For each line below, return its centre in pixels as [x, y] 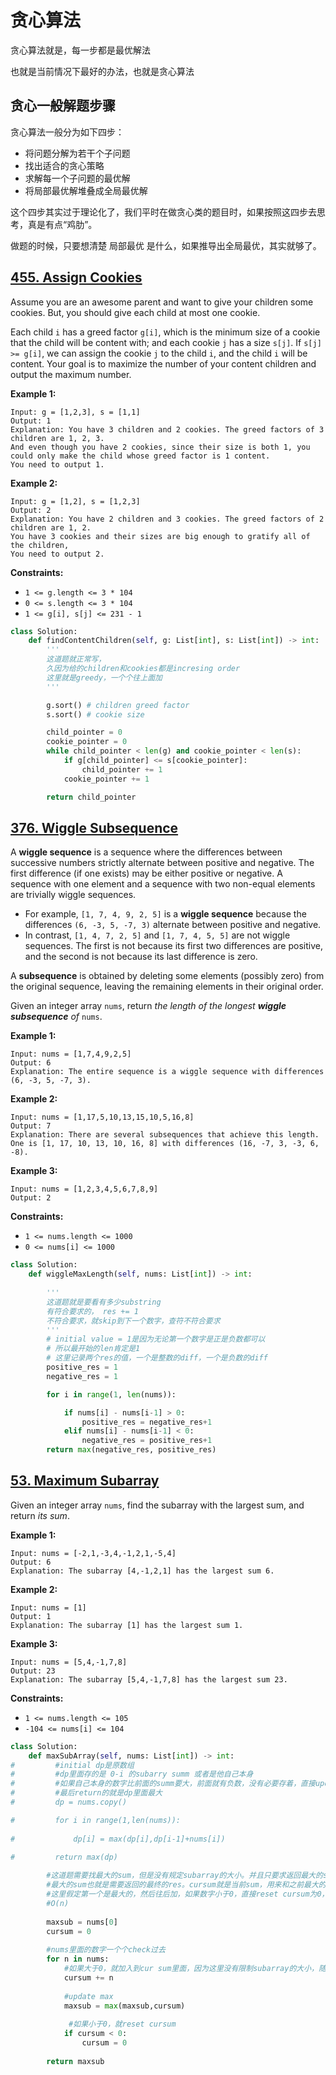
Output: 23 [33, 1671]
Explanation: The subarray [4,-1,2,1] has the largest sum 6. [142, 1571]
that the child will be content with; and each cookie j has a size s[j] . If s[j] [166, 342]
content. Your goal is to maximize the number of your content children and [163, 363]
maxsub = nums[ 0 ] [82, 1922]
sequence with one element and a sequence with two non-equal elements [163, 884]
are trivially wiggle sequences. [73, 895]
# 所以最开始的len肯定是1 [93, 1349]
